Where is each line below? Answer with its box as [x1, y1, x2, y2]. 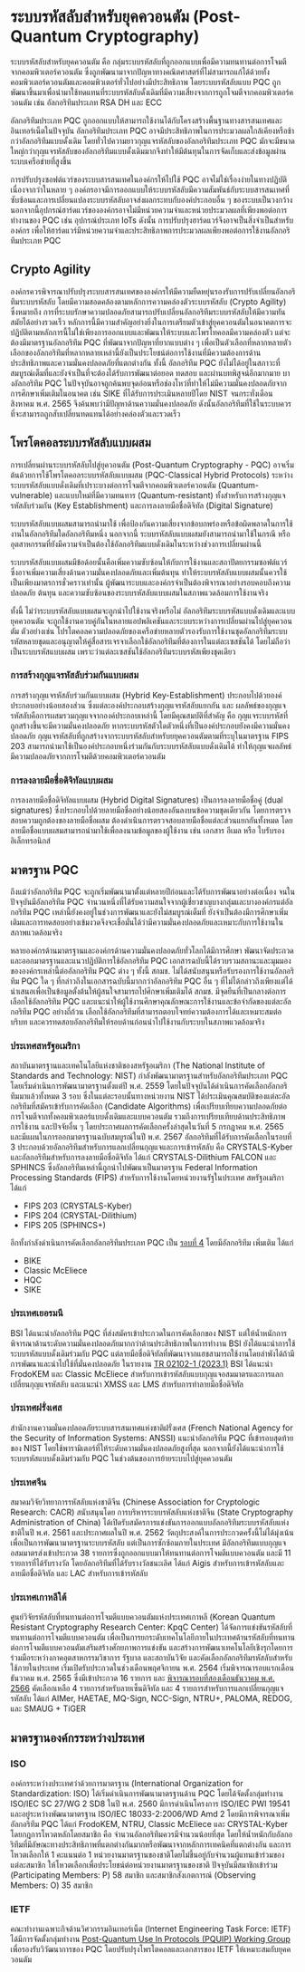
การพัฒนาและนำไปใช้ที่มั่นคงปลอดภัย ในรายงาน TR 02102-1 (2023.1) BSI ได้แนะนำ [10, 1358, 273, 1369]
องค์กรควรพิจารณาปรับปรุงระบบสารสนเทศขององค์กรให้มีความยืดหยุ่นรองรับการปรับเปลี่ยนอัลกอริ [10, 285, 296, 296]
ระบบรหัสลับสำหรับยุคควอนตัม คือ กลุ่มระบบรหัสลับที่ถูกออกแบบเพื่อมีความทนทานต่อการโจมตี [10, 56, 288, 67]
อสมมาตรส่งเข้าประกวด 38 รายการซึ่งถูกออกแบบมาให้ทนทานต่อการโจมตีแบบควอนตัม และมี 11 [10, 1547, 291, 1559]
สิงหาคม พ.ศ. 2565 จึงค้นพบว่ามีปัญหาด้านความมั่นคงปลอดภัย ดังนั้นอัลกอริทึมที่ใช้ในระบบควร [10, 398, 292, 409]
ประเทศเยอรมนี [10, 1307, 64, 1320]
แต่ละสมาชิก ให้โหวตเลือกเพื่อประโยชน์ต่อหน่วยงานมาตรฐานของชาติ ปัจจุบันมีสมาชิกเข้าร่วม [10, 1860, 279, 1871]
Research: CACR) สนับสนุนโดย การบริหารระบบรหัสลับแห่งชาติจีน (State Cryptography [10, 1506, 293, 1518]
